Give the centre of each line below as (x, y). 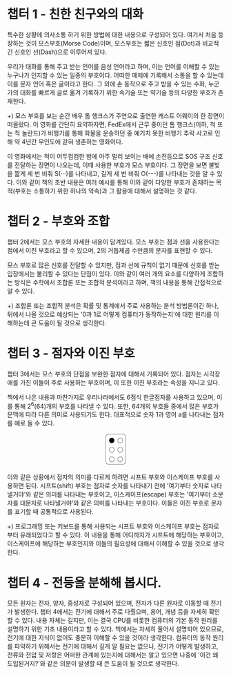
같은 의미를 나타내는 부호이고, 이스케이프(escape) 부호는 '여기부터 (122, 494)
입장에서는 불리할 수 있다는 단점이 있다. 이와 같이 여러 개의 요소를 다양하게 (106, 273)
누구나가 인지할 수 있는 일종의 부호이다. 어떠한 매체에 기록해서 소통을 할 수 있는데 (115, 75)
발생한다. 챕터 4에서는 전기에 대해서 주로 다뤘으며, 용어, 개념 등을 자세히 (111, 612)
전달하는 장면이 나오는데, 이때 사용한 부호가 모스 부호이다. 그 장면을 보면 (111, 165)
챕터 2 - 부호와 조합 (59, 221)
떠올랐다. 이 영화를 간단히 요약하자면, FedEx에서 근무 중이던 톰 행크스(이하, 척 (111, 124)
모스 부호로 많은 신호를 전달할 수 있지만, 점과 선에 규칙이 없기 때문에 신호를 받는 (114, 265)
